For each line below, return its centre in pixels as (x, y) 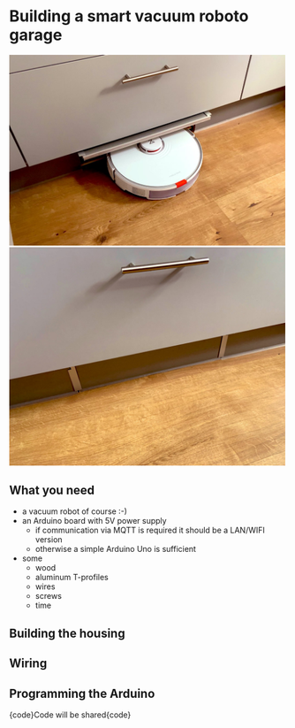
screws (48, 596)
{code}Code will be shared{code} (70, 715)
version (49, 540)
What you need (52, 490)
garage (36, 35)
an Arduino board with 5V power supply (94, 521)
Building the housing (67, 633)
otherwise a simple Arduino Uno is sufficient (116, 549)
